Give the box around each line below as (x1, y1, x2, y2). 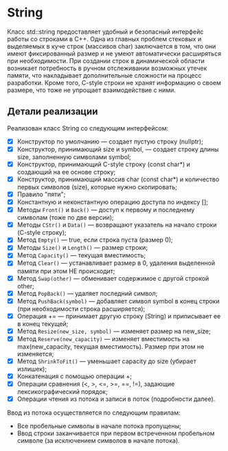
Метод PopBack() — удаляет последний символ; (16, 289, 158, 297)
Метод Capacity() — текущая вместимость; (16, 251, 146, 259)
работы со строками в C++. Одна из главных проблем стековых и (7, 34, 202, 43)
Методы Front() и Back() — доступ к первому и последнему (16, 206, 195, 214)
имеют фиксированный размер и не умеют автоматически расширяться (7, 49, 222, 58)
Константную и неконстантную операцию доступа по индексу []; (16, 198, 208, 207)
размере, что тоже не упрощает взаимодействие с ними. (7, 86, 176, 94)
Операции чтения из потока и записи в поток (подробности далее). (16, 395, 216, 403)
